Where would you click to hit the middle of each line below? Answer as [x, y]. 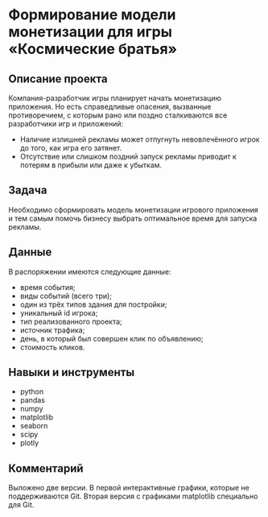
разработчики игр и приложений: [66, 124]
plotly [29, 443]
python [32, 391]
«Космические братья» [93, 49]
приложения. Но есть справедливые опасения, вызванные [110, 107]
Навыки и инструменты [72, 372]
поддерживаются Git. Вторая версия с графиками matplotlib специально [133, 496]
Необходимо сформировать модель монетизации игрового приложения [134, 209]
